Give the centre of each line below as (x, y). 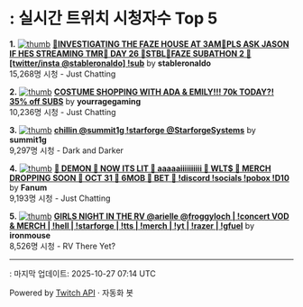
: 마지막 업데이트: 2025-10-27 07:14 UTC (83, 273)
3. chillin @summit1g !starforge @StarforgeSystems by (133, 130)
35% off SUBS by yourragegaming (75, 101)
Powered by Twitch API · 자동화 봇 (71, 293)
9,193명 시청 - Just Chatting (60, 198)
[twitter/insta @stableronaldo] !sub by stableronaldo (110, 63)
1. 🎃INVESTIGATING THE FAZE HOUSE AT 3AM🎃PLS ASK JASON (149, 44)
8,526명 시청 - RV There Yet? (62, 246)
